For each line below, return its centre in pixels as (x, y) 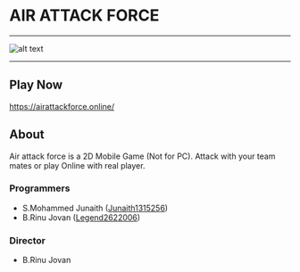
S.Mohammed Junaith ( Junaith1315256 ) (95, 208)
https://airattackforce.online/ (62, 106)
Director (28, 240)
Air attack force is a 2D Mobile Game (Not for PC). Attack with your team (142, 156)
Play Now (36, 85)
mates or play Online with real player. (77, 165)
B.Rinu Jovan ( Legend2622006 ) (81, 217)
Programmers (40, 188)
